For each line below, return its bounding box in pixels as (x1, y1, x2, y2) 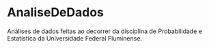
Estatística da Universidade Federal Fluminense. (7, 34, 142, 42)
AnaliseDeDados (7, 5, 104, 20)
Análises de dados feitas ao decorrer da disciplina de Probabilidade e (7, 27, 203, 35)
